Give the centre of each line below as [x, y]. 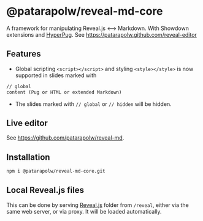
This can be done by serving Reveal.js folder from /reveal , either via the [98, 205]
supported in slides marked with [56, 75]
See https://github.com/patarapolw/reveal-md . [65, 138]
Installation [28, 157]
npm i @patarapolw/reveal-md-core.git [56, 171]
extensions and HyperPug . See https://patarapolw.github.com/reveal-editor [102, 34]
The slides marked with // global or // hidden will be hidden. [93, 104]
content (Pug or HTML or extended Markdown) [64, 92]
